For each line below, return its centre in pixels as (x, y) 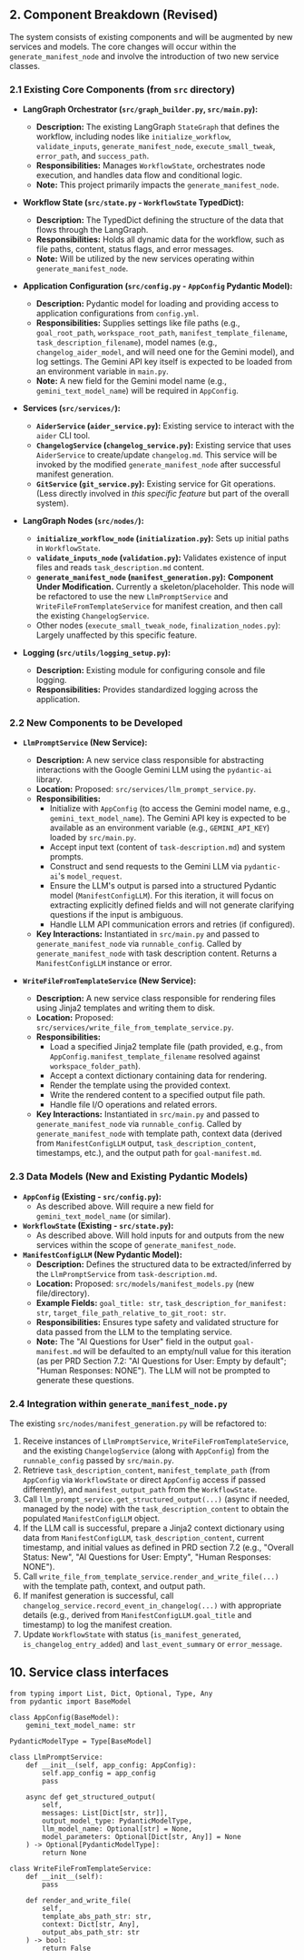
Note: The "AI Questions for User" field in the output (134, 1342)
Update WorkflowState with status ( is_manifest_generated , (132, 1634)
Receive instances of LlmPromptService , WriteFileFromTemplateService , (155, 1441)
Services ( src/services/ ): (71, 408)
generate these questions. (85, 1380)
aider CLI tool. (63, 436)
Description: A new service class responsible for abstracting (150, 760)
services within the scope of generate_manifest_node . (136, 1244)
